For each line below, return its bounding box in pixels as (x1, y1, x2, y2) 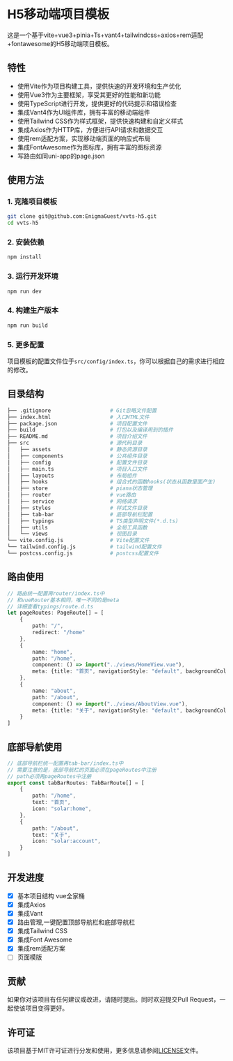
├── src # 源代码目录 (7, 439, 143, 447)
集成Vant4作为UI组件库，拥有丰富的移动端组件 (17, 108, 151, 116)
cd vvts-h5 (7, 219, 39, 227)
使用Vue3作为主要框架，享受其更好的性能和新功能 (17, 90, 161, 98)
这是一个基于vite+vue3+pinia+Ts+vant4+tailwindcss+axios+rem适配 (7, 31, 204, 39)
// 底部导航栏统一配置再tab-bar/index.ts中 (7, 759, 124, 767)
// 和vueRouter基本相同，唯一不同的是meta (7, 597, 120, 603)
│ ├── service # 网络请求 (7, 498, 138, 505)
